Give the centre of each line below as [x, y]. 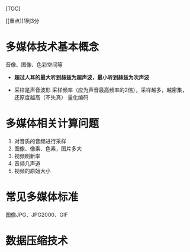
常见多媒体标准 [42, 197]
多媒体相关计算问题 [52, 124]
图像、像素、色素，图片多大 [48, 149]
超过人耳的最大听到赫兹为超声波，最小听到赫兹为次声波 [81, 77]
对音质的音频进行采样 [40, 141]
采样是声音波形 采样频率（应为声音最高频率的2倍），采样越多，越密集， [101, 90]
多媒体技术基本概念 [52, 47]
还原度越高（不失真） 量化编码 [51, 97]
